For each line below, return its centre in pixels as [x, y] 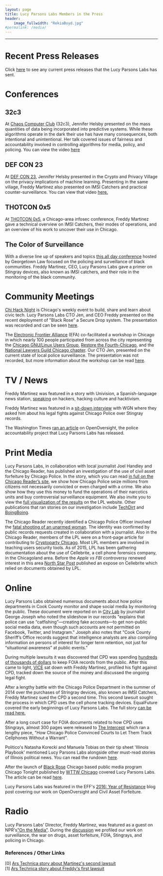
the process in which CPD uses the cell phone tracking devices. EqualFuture [81, 703]
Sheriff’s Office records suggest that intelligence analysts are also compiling [81, 637]
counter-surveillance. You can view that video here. [57, 192]
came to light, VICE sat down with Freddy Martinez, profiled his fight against [81, 667]
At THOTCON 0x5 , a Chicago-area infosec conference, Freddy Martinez [77, 219]
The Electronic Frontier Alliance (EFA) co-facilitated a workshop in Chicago [80, 335]
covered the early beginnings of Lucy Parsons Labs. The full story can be [78, 708]
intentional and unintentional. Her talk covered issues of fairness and [73, 139]
